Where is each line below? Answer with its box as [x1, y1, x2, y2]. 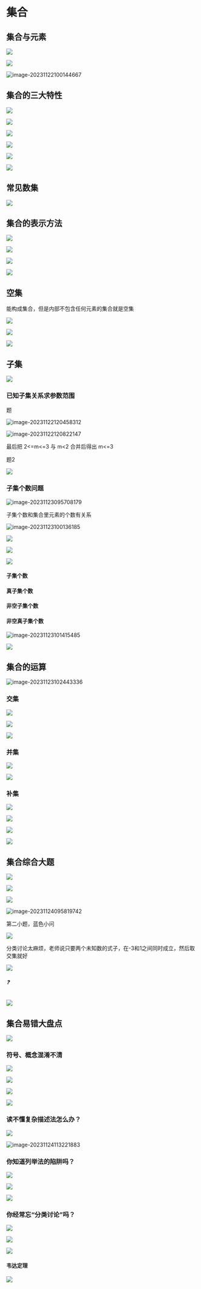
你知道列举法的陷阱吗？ [6, 1157, 75, 1166]
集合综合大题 [6, 857, 55, 867]
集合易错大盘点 [6, 1018, 63, 1029]
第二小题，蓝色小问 [6, 920, 55, 928]
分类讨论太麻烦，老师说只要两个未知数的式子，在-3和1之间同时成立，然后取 [6, 945, 196, 952]
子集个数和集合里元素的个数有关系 [6, 511, 92, 518]
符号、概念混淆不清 [6, 1051, 63, 1059]
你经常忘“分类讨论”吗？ [6, 1210, 76, 1219]
